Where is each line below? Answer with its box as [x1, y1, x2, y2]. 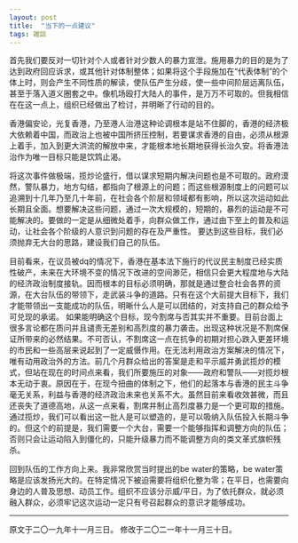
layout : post [9, 12, 58, 22]
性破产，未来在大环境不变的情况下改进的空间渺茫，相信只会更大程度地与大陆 [9, 268, 289, 278]
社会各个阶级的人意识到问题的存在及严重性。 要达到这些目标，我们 [32, 226, 276, 236]
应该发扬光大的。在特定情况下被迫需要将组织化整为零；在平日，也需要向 [24, 475, 289, 485]
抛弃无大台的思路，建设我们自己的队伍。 [16, 237, 165, 248]
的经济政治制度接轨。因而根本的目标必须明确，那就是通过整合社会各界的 [9, 278, 273, 289]
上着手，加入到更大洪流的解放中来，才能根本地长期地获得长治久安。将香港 [9, 140, 281, 151]
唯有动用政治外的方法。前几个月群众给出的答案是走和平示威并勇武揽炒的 [9, 356, 273, 367]
